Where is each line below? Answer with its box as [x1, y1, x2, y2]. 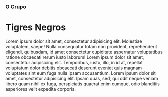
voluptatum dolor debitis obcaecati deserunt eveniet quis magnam [5, 65, 142, 71]
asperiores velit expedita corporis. [5, 86, 76, 92]
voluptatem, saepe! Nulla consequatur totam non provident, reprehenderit [5, 43, 157, 49]
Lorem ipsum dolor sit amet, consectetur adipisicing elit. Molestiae [5, 38, 142, 44]
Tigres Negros [5, 22, 66, 33]
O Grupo [5, 3, 26, 10]
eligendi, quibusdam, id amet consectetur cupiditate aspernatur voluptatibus [5, 49, 163, 55]
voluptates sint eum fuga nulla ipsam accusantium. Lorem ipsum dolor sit [5, 70, 156, 76]
